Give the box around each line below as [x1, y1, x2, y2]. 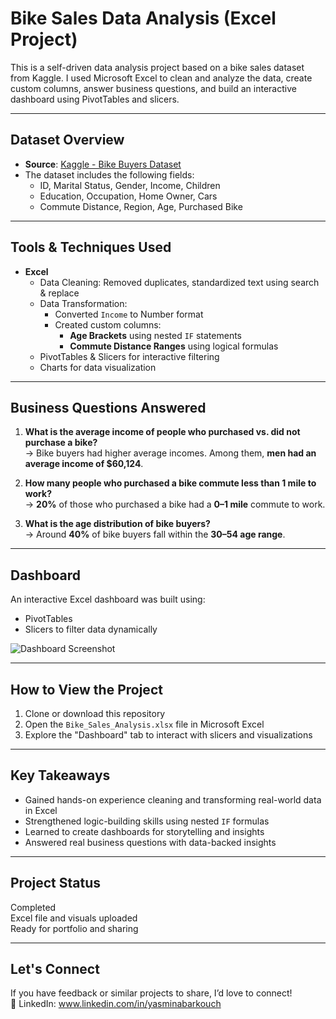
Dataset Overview [10, 132, 125, 149]
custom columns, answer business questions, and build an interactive [10, 82, 297, 94]
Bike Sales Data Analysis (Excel [10, 7, 277, 30]
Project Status [10, 875, 102, 892]
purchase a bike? [24, 437, 98, 449]
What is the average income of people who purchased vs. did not [24, 426, 301, 438]
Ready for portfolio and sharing [10, 922, 139, 934]
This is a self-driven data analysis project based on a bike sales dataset [10, 61, 305, 73]
